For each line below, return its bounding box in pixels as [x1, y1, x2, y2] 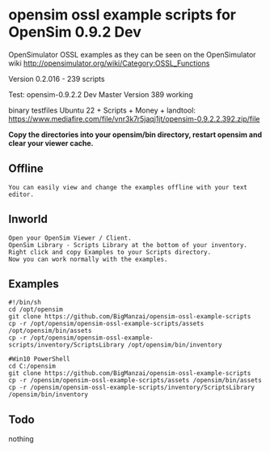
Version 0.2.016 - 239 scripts [8, 74, 105, 83]
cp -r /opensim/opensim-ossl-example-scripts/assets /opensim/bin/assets [8, 377, 263, 385]
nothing [8, 434, 34, 444]
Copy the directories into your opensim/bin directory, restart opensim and [8, 130, 263, 139]
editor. [8, 190, 35, 198]
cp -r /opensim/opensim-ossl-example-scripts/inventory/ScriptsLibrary [8, 383, 255, 392]
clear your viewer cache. [8, 138, 95, 147]
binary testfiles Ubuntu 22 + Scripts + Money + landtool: [8, 105, 196, 115]
